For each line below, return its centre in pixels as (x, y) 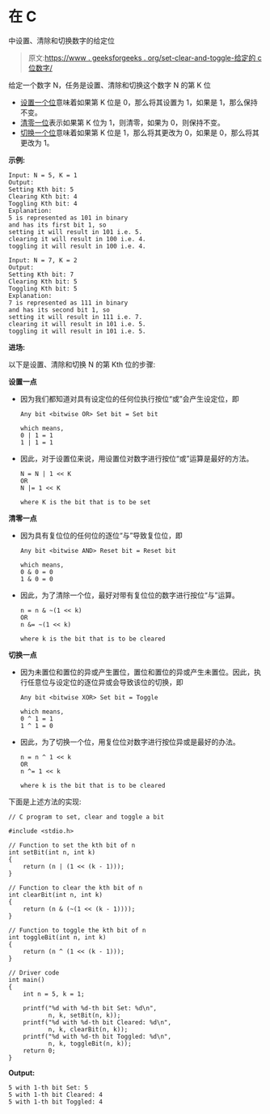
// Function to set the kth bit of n (72, 845)
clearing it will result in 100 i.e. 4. (78, 239)
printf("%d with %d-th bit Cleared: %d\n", (97, 1022)
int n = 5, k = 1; (54, 994)
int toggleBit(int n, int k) (57, 937)
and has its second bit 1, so (59, 310)
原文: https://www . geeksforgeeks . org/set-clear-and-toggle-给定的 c (145, 57)
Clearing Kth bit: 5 (43, 281)
